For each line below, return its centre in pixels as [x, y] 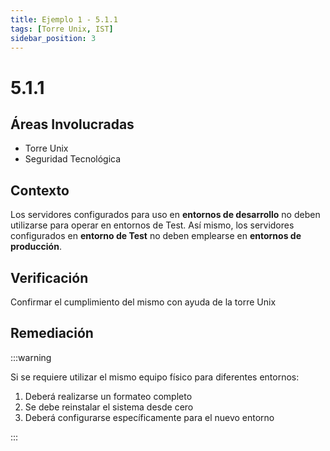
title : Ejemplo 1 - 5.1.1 [64, 19]
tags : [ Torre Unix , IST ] [62, 29]
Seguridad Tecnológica [73, 159]
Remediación [52, 333]
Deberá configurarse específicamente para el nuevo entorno [149, 417]
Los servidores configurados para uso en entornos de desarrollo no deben [165, 215]
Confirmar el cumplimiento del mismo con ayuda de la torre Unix [143, 302]
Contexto [40, 190]
